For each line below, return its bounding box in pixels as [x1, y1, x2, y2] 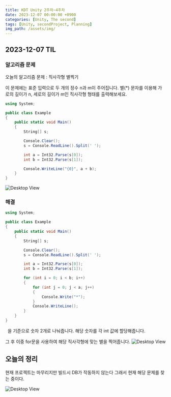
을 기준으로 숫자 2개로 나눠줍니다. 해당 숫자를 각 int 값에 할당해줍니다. [7, 327, 146, 333]
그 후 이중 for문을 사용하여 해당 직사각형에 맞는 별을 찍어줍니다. [5, 339, 131, 345]
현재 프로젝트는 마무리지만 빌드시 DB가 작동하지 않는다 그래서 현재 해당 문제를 [5, 369, 159, 375]
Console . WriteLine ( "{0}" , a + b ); [23, 166, 97, 171]
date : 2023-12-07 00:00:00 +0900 [5, 12, 76, 17]
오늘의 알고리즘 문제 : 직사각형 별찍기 [5, 74, 79, 80]
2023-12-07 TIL [5, 45, 56, 54]
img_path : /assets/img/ [5, 26, 56, 32]
